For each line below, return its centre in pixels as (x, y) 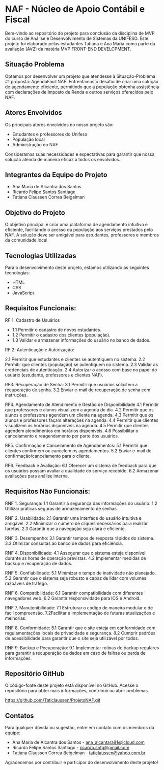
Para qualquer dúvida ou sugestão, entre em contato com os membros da (80, 728)
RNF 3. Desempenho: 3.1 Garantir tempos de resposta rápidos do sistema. (80, 538)
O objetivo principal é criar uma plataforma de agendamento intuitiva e (77, 225)
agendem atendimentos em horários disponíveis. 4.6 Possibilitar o (72, 431)
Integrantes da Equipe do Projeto (56, 175)
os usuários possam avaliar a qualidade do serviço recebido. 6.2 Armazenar (82, 470)
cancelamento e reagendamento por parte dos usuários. (62, 436)
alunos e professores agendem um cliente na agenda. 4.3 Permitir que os (79, 415)
